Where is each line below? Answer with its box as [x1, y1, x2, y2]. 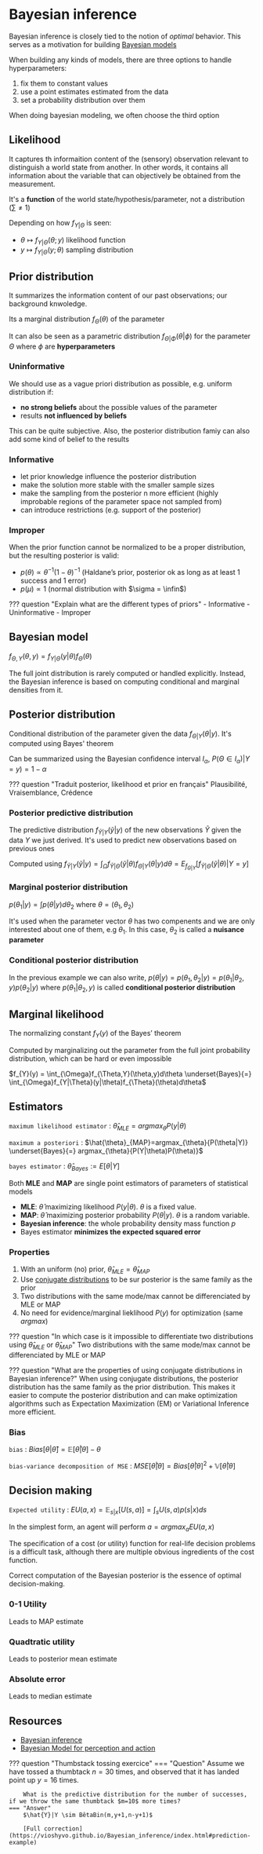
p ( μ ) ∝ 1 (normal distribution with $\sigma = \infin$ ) [20, 584, 187, 594]
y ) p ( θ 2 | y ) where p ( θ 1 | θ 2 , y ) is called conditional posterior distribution [9, 983, 236, 994]
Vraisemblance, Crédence [9, 788, 93, 798]
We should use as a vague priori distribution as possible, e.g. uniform [9, 378, 232, 388]
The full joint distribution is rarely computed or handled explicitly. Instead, [9, 668, 246, 678]
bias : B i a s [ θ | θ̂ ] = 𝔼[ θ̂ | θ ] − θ [9, 1445, 101, 1454]
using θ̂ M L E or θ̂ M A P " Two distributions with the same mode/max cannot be [9, 1340, 251, 1351]
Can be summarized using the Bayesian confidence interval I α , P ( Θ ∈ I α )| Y [9, 754, 250, 766]
